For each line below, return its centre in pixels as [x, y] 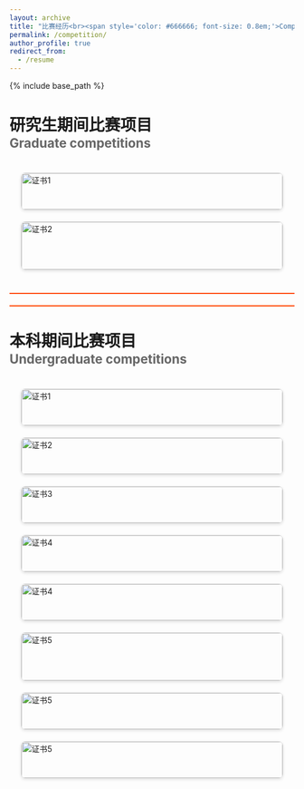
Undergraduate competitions [98, 359]
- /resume [36, 60]
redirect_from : [38, 52]
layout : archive [40, 18]
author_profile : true [50, 43]
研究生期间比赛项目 [81, 126]
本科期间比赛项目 [73, 341]
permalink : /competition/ [58, 34]
